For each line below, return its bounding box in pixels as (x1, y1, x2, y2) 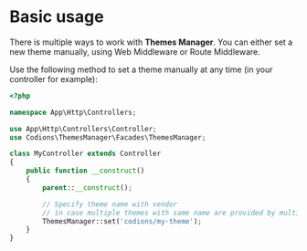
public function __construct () (26, 166, 145, 175)
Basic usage (9, 6, 104, 27)
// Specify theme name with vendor (42, 199, 178, 209)
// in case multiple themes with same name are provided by (42, 208, 276, 217)
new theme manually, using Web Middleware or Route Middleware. (9, 46, 260, 57)
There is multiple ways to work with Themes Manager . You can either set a (9, 37, 293, 47)
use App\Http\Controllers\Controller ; (9, 124, 157, 133)
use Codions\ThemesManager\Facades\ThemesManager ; (9, 132, 206, 142)
